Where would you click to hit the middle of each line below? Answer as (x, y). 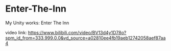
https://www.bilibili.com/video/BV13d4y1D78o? (77, 32)
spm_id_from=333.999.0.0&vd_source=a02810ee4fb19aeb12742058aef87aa (86, 38)
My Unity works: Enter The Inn (37, 23)
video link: (16, 32)
